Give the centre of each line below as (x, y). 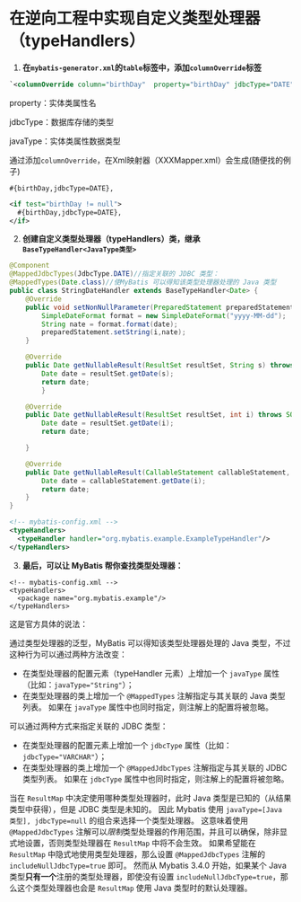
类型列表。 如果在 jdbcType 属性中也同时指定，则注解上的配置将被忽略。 (155, 779)
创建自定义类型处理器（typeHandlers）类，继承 (111, 239)
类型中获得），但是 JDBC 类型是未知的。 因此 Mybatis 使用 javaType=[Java (146, 809)
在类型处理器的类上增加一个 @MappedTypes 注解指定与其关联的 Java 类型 (154, 695)
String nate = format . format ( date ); (110, 324)
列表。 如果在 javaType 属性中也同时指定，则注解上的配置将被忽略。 (147, 707)
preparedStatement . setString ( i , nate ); (114, 332)
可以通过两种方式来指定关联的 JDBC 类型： (89, 726)
